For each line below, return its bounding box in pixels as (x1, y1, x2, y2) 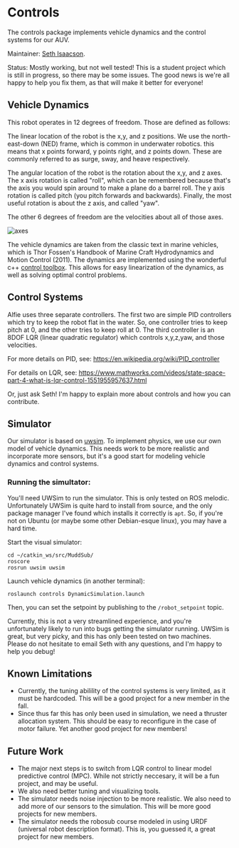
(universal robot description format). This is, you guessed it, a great (17, 825, 216, 834)
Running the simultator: (7, 478, 91, 488)
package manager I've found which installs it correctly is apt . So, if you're (7, 508, 223, 518)
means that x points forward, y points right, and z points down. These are (7, 147, 223, 156)
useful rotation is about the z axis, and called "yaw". (7, 198, 160, 207)
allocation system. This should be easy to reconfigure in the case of (17, 717, 217, 725)
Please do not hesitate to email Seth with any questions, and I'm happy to (7, 640, 223, 648)
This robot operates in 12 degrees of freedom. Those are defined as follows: (7, 118, 230, 126)
